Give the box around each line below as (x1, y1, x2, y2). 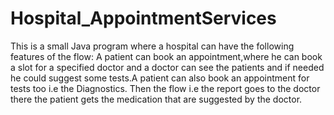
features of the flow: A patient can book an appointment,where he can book (10, 50, 323, 62)
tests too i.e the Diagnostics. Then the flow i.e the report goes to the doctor (10, 82, 321, 94)
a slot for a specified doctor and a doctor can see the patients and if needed (10, 61, 325, 73)
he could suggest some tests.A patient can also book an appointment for (10, 72, 310, 84)
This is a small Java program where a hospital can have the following (10, 40, 295, 52)
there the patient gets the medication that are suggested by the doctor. (10, 93, 303, 105)
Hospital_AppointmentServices (10, 7, 277, 30)
